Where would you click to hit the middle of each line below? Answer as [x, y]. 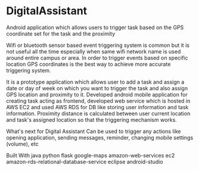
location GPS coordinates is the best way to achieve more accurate [88, 64]
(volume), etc [22, 144]
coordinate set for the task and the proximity [61, 33]
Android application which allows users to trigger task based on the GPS [95, 27]
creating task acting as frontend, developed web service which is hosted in [98, 101]
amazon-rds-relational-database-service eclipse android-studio [85, 161]
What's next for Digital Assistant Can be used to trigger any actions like [94, 131]
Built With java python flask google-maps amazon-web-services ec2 [91, 155]
